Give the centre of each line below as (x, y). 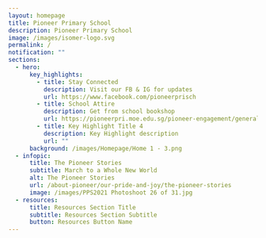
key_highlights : (56, 75)
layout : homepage (37, 15)
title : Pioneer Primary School (60, 23)
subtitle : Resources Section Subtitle (93, 215)
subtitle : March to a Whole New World (93, 171)
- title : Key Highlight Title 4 (90, 126)
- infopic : (33, 155)
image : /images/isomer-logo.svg (61, 38)
